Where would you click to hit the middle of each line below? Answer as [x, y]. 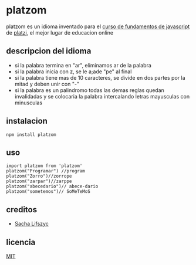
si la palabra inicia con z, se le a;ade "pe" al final [73, 72]
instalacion [27, 121]
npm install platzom [31, 135]
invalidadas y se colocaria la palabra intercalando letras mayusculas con [102, 96]
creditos [21, 210]
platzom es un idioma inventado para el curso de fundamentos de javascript [98, 26]
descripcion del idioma [49, 51]
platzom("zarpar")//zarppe [39, 181]
